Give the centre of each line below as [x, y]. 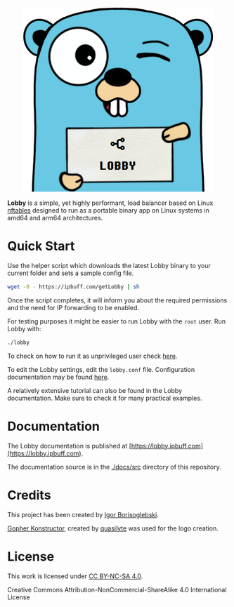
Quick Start [41, 246]
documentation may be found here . [58, 377]
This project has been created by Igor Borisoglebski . [83, 514]
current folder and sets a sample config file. [71, 273]
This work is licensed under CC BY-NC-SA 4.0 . [75, 576]
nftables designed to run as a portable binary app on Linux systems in [108, 210]
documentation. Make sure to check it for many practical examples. [105, 398]
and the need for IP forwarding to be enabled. [73, 307]
